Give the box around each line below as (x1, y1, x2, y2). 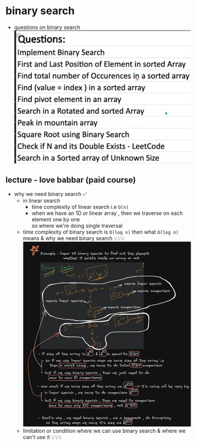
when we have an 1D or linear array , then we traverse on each (31, 210, 183, 217)
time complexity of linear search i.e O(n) (31, 204, 129, 211)
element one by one (31, 216, 81, 223)
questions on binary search (14, 24, 81, 31)
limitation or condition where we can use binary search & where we (22, 427, 186, 434)
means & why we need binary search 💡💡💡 (22, 235, 125, 242)
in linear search (22, 197, 61, 204)
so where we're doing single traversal (31, 222, 123, 230)
